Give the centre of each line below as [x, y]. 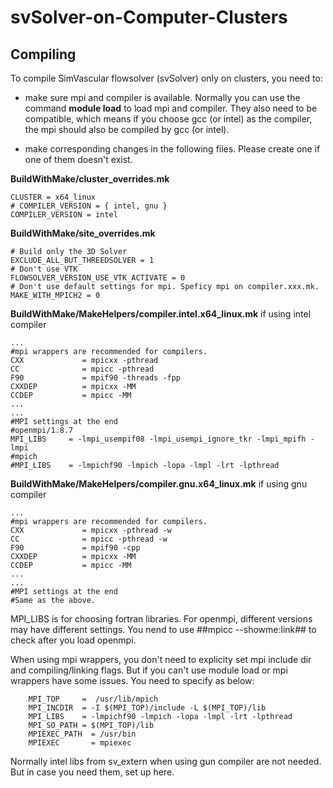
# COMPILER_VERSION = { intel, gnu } [89, 206]
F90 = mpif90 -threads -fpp [96, 378]
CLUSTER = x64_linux [53, 197]
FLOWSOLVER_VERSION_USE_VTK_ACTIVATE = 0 [98, 278]
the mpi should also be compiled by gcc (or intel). [127, 129]
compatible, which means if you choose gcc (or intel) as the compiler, [168, 119]
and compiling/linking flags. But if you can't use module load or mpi [149, 670]
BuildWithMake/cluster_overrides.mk [90, 179]
